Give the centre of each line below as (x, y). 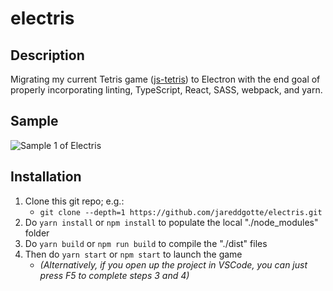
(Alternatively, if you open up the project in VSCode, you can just (173, 264)
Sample (34, 121)
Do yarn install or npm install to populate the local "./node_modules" (171, 222)
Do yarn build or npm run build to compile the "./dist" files (146, 243)
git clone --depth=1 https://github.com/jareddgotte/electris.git (181, 212)
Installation (46, 177)
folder (37, 233)
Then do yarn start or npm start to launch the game (133, 254)
